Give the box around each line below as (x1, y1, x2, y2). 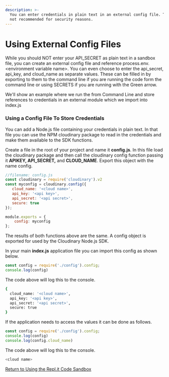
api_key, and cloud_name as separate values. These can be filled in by (5, 71, 151, 77)
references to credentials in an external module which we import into (5, 97, 148, 103)
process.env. (122, 60, 150, 66)
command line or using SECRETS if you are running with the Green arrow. (5, 82, 157, 88)
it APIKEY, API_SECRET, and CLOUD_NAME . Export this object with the (5, 157, 154, 164)
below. (5, 253, 19, 259)
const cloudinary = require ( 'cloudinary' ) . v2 (5, 177, 102, 182)
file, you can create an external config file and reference (5, 60, 122, 66)
